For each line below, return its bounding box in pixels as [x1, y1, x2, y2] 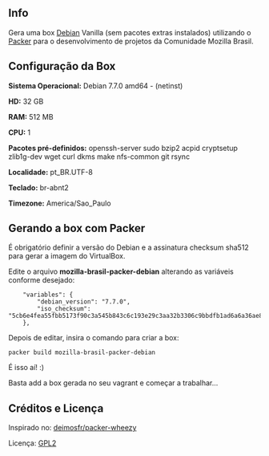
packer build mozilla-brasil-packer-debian [8, 348, 156, 356]
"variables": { [22, 291, 74, 299]
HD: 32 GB [8, 96, 44, 106]
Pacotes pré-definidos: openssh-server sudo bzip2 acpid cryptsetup [8, 143, 239, 153]
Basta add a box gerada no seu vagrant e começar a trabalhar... [8, 378, 219, 388]
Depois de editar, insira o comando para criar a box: [8, 333, 179, 343]
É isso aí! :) [8, 363, 45, 373]
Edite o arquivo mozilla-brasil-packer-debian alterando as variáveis [8, 267, 234, 276]
